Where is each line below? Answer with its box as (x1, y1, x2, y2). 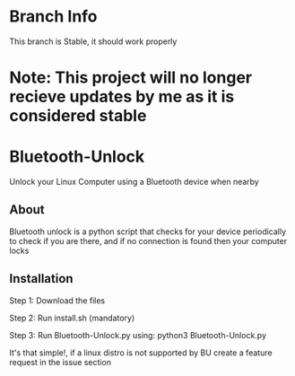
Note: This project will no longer (9, 67, 253, 88)
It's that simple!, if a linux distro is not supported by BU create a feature (9, 347, 273, 358)
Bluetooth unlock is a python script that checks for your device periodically (9, 226, 287, 237)
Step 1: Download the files (9, 294, 106, 306)
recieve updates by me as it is (9, 87, 235, 107)
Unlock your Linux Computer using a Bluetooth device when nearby (9, 177, 260, 188)
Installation (9, 271, 74, 286)
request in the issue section (9, 356, 112, 367)
